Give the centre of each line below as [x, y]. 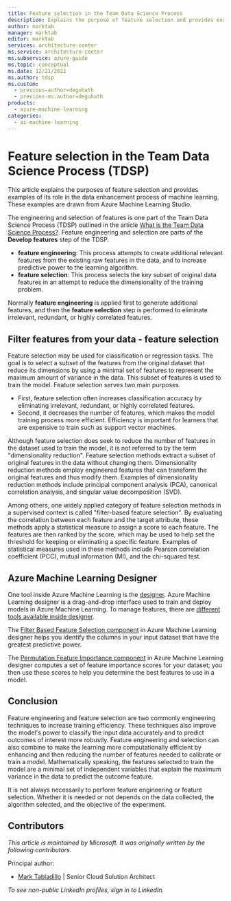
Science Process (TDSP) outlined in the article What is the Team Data [106, 225]
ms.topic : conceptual [39, 65]
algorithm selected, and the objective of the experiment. [87, 804]
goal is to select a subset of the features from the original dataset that [106, 363]
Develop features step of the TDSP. [59, 240]
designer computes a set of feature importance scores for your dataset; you [115, 665]
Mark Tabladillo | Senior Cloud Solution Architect [86, 876]
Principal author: [31, 863]
